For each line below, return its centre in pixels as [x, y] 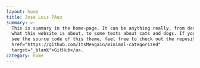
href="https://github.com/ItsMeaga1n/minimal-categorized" [86, 45]
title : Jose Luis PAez [34, 17]
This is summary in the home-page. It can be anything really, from [98, 28]
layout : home [22, 12]
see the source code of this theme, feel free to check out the [93, 39]
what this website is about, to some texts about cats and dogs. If [98, 34]
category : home [25, 56]
